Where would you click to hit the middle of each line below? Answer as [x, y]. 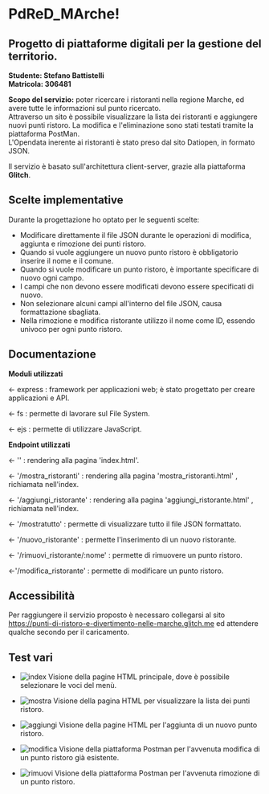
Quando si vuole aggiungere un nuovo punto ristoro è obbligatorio [129, 252]
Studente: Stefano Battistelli [56, 76]
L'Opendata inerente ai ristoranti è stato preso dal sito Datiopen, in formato [132, 142]
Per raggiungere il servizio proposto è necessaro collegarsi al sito [117, 615]
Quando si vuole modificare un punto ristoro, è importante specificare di [139, 269]
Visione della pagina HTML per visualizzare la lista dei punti [152, 701]
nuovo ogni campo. [52, 277]
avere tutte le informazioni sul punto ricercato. [85, 108]
